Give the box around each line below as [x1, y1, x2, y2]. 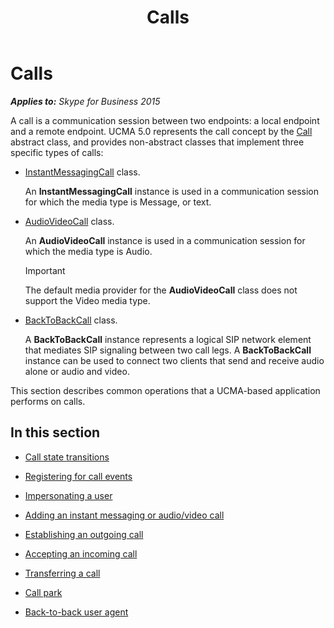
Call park [24, 586, 63, 598]
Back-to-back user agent [24, 606, 129, 618]
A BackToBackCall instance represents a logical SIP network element [24, 333, 312, 345]
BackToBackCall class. [24, 314, 118, 326]
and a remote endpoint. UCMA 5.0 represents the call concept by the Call [10, 125, 313, 137]
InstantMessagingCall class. [24, 166, 141, 178]
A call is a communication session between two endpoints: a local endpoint [10, 114, 320, 126]
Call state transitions [24, 451, 110, 463]
